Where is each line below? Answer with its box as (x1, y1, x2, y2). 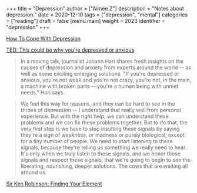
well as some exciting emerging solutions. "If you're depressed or (20, 70, 180, 77)
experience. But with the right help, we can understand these (20, 113, 169, 120)
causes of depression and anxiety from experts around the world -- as (20, 64, 192, 71)
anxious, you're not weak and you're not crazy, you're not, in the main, (20, 76, 192, 83)
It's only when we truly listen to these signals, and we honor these (20, 150, 181, 157)
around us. (20, 169, 47, 175)
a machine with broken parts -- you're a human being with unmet (20, 83, 179, 90)
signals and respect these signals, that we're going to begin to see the (20, 157, 191, 163)
